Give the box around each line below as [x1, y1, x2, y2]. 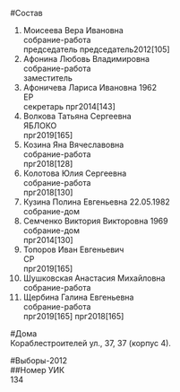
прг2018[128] [22, 159, 73, 169]
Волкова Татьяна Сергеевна [22, 111, 133, 121]
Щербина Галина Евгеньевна [22, 292, 134, 302]
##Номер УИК [10, 365, 65, 375]
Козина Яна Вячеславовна [22, 139, 124, 150]
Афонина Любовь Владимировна [22, 54, 150, 64]
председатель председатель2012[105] [22, 44, 170, 55]
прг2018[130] [22, 187, 73, 197]
